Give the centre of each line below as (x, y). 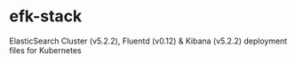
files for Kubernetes (45, 50)
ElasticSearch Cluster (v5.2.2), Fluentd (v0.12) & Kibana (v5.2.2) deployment (148, 41)
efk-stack (46, 16)
